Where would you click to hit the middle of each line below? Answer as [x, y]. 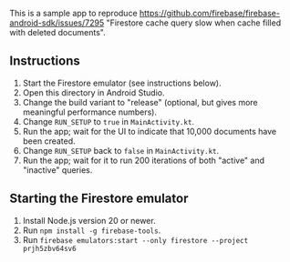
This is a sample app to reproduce [74, 13]
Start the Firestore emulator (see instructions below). [122, 83]
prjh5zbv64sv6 [49, 248]
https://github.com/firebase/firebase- [210, 13]
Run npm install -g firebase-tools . [92, 230]
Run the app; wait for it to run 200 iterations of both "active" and [144, 160]
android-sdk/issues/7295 [57, 23]
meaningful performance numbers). [90, 112]
